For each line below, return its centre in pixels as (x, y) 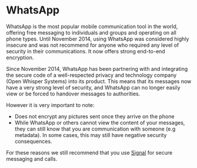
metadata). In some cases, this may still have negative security (91, 135)
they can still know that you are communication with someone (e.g (95, 129)
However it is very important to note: (50, 105)
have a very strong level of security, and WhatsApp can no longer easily (93, 87)
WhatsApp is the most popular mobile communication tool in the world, (92, 26)
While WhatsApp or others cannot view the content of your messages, (100, 122)
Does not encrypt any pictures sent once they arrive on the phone (94, 116)
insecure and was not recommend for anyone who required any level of (93, 45)
